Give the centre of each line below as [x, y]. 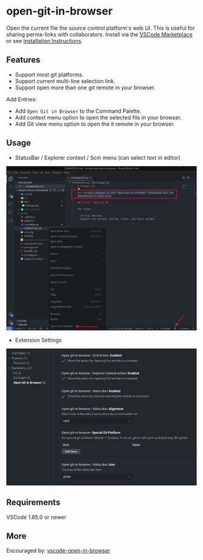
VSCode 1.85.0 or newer [36, 517]
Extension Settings [38, 340]
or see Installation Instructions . [45, 41]
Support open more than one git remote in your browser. [85, 87]
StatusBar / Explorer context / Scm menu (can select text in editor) [98, 157]
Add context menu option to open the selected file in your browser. [98, 117]
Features [23, 60]
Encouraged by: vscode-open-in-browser [58, 551]
